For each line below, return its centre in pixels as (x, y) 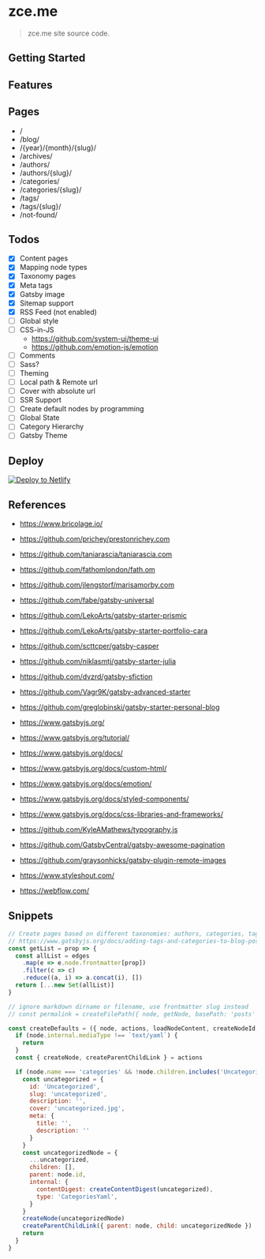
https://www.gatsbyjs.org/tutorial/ (75, 738)
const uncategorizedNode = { (70, 1152)
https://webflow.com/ (54, 891)
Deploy (26, 461)
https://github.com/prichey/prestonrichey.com (95, 539)
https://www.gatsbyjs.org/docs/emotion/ (86, 784)
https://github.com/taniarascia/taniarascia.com (96, 554)
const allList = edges (52, 956)
